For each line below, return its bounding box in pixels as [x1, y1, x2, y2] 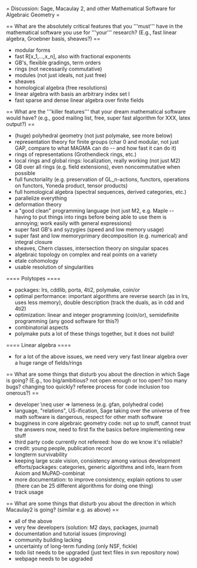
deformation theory [14, 201, 62, 208]
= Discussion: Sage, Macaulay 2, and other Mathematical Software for [6, 5, 176, 12]
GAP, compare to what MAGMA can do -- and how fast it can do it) [14, 144, 176, 151]
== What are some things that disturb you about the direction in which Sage [6, 371, 190, 378]
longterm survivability [14, 451, 68, 458]
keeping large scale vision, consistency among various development [14, 457, 181, 464]
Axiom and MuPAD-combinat [14, 470, 85, 477]
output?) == [6, 121, 35, 127]
